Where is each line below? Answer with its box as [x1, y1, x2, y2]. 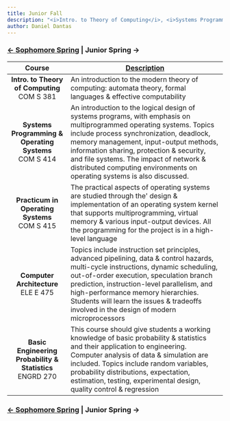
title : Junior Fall [7, 10, 63, 17]
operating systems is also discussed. [71, 171, 190, 181]
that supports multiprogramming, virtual [71, 208, 199, 218]
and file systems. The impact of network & [71, 154, 207, 164]
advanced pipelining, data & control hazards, [71, 253, 214, 263]
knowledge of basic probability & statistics [71, 333, 207, 342]
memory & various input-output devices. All [71, 216, 212, 226]
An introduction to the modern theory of [71, 75, 199, 84]
